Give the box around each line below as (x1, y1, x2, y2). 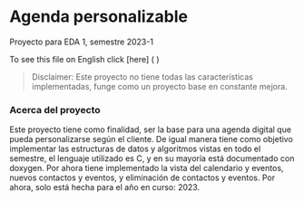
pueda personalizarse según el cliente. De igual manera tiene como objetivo (9, 134, 293, 145)
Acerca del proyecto (9, 103, 102, 116)
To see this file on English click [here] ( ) (9, 53, 161, 64)
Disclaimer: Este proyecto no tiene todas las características (31, 71, 254, 82)
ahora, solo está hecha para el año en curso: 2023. (9, 182, 201, 193)
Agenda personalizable (9, 6, 189, 27)
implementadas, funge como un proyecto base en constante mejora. (31, 81, 288, 91)
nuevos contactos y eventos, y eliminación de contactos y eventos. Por (9, 172, 276, 183)
